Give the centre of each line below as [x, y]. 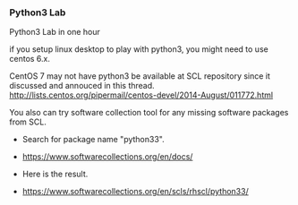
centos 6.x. [30, 59]
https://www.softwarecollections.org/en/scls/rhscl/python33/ [135, 192]
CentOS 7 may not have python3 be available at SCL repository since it [140, 76]
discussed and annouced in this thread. [82, 86]
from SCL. [28, 122]
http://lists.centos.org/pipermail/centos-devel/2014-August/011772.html [141, 95]
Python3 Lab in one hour [55, 32]
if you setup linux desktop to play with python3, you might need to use [139, 49]
